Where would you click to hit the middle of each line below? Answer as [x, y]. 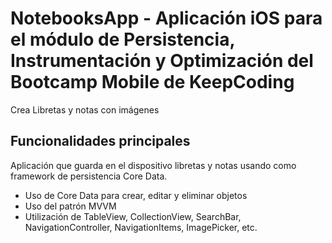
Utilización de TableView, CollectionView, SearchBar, [133, 216]
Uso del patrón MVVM [70, 206]
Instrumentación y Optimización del [162, 61]
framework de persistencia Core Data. [89, 176]
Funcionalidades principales [100, 141]
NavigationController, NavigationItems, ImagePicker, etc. [141, 227]
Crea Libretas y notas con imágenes [85, 109]
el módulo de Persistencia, [122, 39]
